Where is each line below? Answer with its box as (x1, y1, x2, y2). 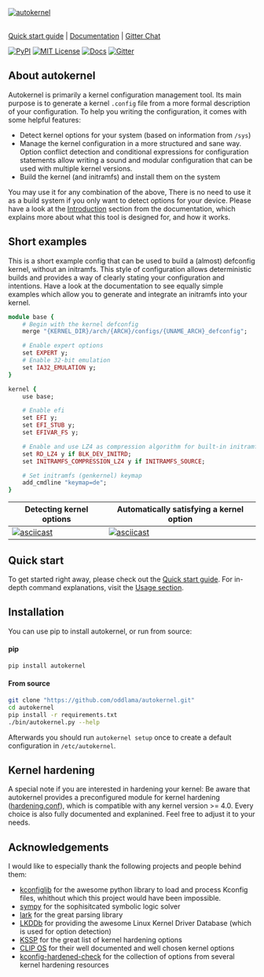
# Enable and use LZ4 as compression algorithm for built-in (22, 443, 226, 450)
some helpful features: (8, 115, 81, 124)
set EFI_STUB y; (22, 421, 76, 429)
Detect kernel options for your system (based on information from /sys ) (19, 130, 251, 140)
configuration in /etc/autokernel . (8, 740, 116, 750)
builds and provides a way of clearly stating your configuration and (8, 273, 225, 282)
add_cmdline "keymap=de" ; (22, 479, 108, 487)
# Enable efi (22, 406, 65, 415)
